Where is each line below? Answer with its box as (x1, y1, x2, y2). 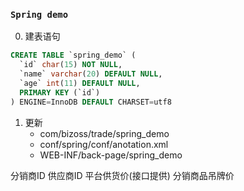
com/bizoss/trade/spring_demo (39, 127, 170, 139)
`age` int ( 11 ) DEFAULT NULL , (19, 78, 141, 88)
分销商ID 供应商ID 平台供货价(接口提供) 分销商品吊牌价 (10, 169, 235, 181)
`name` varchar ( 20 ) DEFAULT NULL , (19, 69, 163, 79)
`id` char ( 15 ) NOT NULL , (19, 60, 123, 70)
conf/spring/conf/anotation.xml (39, 138, 169, 150)
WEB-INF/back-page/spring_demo (39, 149, 183, 161)
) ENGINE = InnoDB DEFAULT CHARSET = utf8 (10, 97, 172, 107)
